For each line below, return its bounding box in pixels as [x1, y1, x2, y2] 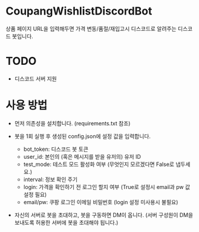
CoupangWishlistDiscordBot [5, 4, 152, 18]
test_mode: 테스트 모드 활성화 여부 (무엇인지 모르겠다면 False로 [23, 161, 175, 168]
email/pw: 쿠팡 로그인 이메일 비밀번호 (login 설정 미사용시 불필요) [23, 198, 178, 205]
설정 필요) [23, 191, 47, 198]
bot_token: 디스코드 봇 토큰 [23, 145, 89, 153]
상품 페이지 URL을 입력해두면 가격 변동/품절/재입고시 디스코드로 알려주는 [5, 25, 177, 32]
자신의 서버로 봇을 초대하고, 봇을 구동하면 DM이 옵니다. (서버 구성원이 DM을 [14, 211, 194, 219]
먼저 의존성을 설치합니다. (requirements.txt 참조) [14, 119, 131, 127]
